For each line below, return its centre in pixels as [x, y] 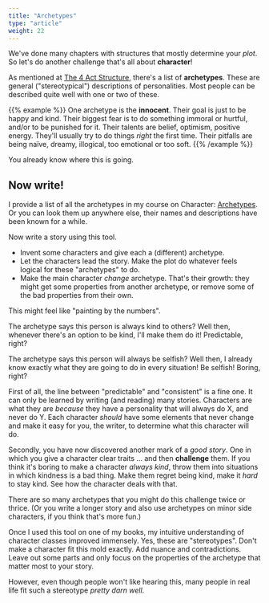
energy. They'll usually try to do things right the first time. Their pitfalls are [130, 136]
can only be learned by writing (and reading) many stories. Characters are [130, 400]
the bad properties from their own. [76, 295]
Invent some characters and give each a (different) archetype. [122, 253]
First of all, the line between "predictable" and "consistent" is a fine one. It [130, 392]
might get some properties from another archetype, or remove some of [137, 287]
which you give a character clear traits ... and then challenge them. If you [129, 458]
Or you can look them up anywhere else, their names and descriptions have [133, 213]
